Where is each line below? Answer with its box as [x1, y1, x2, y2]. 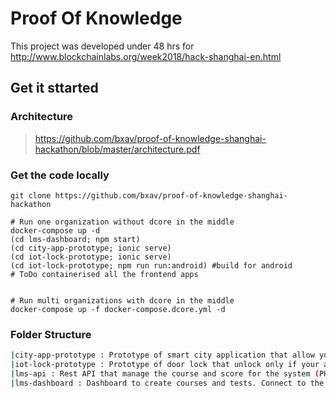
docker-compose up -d [10, 225, 101, 236]
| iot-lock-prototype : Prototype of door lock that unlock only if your [10, 360, 320, 370]
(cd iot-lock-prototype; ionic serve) [10, 252, 172, 262]
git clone [10, 190, 52, 201]
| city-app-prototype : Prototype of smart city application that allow [10, 350, 315, 361]
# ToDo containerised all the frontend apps [10, 269, 199, 279]
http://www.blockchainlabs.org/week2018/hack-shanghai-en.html [10, 50, 282, 62]
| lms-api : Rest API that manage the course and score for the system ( [10, 368, 320, 379]
